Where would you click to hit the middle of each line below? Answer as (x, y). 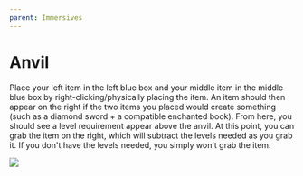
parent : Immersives (46, 18)
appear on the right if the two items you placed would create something (143, 107)
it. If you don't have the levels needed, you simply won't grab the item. (140, 144)
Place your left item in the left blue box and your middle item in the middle (147, 88)
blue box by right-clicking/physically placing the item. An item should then (147, 97)
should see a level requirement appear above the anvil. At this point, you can (152, 125)
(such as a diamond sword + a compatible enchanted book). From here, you (151, 116)
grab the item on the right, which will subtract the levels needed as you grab (151, 135)
